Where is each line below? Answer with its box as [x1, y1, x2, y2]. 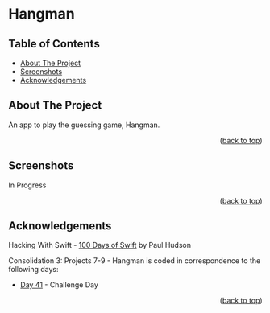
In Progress [8, 180, 47, 190]
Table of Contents [8, 37, 101, 51]
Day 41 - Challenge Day [19, 280, 99, 290]
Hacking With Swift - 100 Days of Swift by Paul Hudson [8, 241, 192, 250]
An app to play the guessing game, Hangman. [8, 120, 160, 130]
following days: [8, 265, 59, 274]
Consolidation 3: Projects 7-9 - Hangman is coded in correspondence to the [8, 256, 261, 266]
